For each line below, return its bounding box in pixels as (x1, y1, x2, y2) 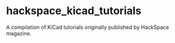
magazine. (6, 29, 32, 37)
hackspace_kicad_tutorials (6, 4, 142, 18)
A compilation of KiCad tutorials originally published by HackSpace (6, 24, 170, 31)
